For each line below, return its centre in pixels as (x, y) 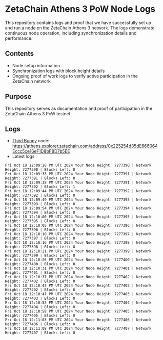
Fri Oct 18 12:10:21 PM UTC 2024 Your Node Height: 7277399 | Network (78, 251)
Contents (20, 54)
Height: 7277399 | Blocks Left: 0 (40, 256)
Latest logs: (24, 157)
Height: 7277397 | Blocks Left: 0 (40, 238)
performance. (19, 38)
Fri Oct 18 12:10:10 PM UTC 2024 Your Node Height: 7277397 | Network (78, 234)
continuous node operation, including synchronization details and (71, 33)
